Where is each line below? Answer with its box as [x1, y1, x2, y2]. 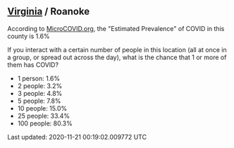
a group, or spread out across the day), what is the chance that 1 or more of [7, 53, 227, 61]
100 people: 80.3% [17, 119, 73, 128]
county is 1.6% [7, 32, 51, 40]
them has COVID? [7, 60, 58, 69]
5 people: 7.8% [17, 97, 61, 105]
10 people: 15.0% [17, 104, 68, 112]
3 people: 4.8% [17, 89, 63, 97]
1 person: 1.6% [17, 74, 61, 82]
